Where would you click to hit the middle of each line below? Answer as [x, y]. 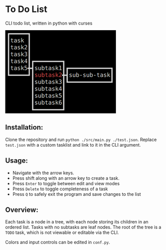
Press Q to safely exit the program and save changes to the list [77, 194]
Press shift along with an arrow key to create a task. [66, 178]
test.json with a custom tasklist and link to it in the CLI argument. [73, 145]
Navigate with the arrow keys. [43, 173]
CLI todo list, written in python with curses [49, 23]
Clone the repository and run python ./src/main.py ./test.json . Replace [81, 140]
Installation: [24, 127]
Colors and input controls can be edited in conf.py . [58, 242]
